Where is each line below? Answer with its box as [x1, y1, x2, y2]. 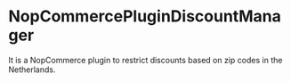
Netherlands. [8, 64, 56, 75]
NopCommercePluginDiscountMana [8, 6, 281, 27]
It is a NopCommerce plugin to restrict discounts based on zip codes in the [8, 54, 283, 65]
